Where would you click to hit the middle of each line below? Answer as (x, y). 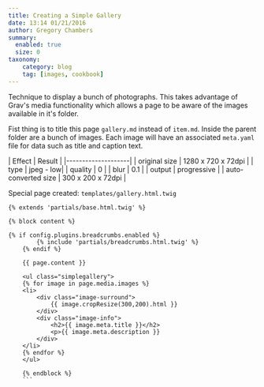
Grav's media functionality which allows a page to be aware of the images (128, 105)
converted (25, 178)
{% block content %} (42, 221)
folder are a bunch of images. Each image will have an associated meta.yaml (131, 137)
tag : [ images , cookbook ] (63, 74)
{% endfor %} (44, 352)
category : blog (47, 67)
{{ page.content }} (54, 263)
